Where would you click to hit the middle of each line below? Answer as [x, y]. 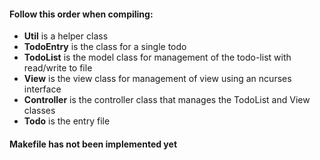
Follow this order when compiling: [81, 14]
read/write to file [58, 68]
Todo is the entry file [67, 121]
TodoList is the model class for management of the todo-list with [157, 57]
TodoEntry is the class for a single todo [105, 47]
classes [39, 111]
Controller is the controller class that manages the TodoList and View [167, 100]
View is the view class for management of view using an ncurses [157, 79]
